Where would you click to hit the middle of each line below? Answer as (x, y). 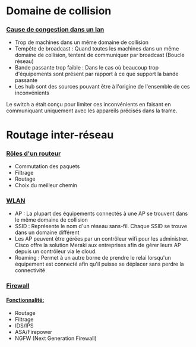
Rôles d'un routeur (34, 153)
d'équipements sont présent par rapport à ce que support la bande (97, 74)
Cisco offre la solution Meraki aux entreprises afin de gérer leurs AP (98, 245)
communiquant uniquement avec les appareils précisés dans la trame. (92, 111)
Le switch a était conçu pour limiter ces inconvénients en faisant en (88, 105)
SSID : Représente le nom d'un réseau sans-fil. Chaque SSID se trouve (101, 226)
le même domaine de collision (51, 220)
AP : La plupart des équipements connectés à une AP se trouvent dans (101, 214)
